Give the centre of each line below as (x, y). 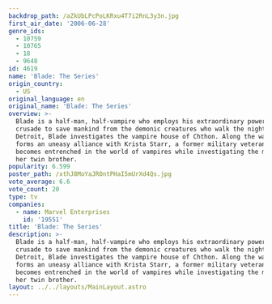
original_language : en (47, 99)
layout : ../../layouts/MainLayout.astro (78, 287)
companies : (27, 204)
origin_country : (36, 83)
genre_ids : (27, 31)
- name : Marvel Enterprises (63, 212)
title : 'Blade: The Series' (56, 227)
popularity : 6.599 (39, 167)
